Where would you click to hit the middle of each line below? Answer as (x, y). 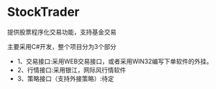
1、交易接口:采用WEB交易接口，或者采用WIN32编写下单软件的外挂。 (115, 61)
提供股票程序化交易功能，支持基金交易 (62, 32)
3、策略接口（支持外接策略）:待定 (65, 78)
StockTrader (43, 12)
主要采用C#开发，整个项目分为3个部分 (62, 46)
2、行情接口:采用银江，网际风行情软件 (72, 70)
